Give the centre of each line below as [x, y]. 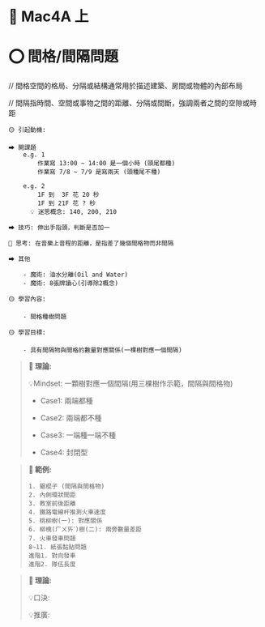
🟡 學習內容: [27, 299]
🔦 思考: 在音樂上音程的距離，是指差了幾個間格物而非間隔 [91, 244]
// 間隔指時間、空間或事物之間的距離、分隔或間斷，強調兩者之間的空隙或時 [133, 103]
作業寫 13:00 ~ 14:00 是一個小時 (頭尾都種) [107, 164]
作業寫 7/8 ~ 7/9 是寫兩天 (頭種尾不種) [99, 172]
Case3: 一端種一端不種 [78, 435]
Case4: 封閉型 [64, 452]
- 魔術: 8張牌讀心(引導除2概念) [71, 284]
